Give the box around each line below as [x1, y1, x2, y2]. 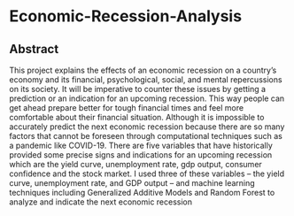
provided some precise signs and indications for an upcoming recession [9, 150, 273, 160]
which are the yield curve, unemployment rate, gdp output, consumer [9, 159, 263, 169]
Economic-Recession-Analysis [9, 6, 242, 27]
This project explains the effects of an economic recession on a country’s [9, 65, 277, 75]
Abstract [9, 42, 59, 57]
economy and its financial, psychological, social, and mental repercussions [9, 74, 282, 85]
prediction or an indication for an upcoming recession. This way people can [9, 93, 285, 104]
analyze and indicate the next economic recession [9, 197, 193, 207]
